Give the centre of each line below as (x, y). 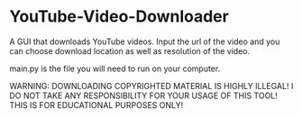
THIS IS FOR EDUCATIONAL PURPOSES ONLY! (96, 104)
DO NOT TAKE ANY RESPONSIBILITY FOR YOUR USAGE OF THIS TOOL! (143, 95)
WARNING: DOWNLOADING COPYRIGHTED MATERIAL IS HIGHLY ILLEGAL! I (151, 86)
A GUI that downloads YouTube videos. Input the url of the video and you (145, 41)
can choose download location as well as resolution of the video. (130, 50)
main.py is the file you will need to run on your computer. (115, 68)
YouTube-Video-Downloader (119, 17)
